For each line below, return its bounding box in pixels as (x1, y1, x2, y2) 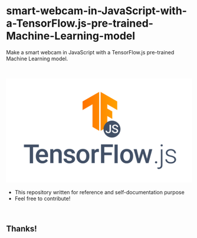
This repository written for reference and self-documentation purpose (14, 189, 185, 196)
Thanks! (6, 223, 37, 234)
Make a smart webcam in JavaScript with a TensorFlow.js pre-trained (6, 48, 175, 56)
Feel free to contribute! (14, 195, 71, 202)
